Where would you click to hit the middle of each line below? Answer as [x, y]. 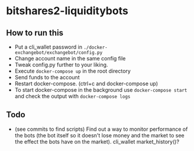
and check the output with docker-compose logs [72, 96]
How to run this [35, 33]
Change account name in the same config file [70, 58]
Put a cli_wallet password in [48, 47]
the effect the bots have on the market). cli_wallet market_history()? [97, 142]
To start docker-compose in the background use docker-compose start [101, 90]
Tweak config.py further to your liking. [61, 65]
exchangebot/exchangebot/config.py [59, 53]
